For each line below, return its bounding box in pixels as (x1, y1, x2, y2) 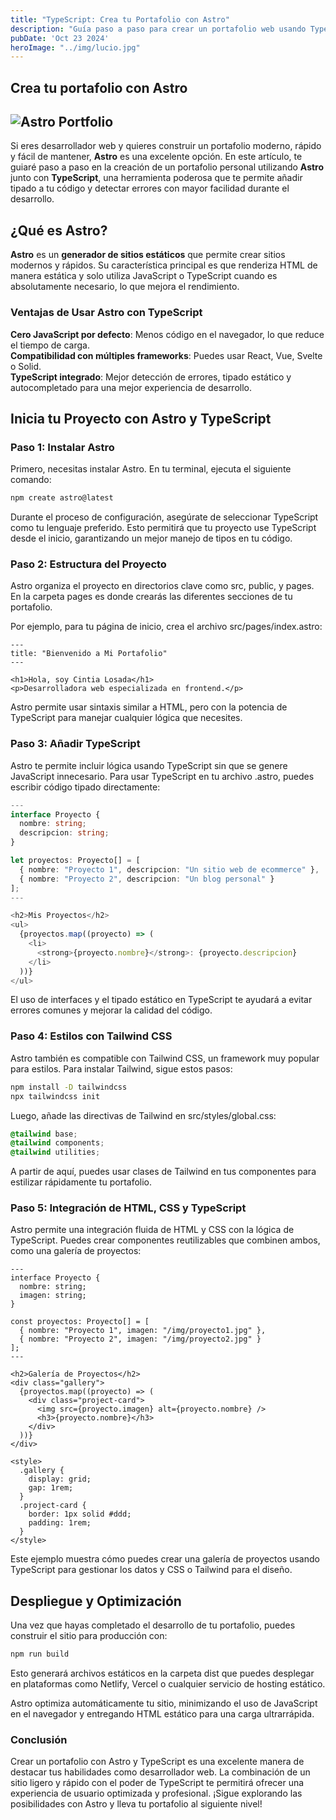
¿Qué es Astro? (10, 222, 108, 239)
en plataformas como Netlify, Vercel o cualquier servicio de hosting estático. (10, 1678, 326, 1690)
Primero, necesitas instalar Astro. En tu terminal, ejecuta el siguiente (10, 463, 292, 475)
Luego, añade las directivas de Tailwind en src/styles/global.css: (10, 1109, 277, 1121)
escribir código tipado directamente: (10, 781, 161, 793)
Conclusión (10, 1733, 68, 1747)
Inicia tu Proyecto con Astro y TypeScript (10, 410, 272, 427)
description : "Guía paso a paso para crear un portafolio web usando (10, 24, 307, 34)
